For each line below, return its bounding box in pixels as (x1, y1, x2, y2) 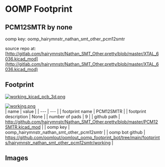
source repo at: (5, 46, 36, 51)
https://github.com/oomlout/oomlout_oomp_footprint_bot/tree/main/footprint (5, 134, 160, 140)
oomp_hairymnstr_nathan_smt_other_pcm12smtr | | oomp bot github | (5, 129, 146, 135)
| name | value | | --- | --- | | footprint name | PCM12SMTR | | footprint (5, 108, 146, 114)
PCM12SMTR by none (5, 23, 73, 31)
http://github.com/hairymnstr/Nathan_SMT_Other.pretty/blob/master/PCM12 (5, 119, 158, 125)
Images (5, 154, 28, 163)
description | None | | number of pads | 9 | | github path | (5, 113, 120, 119)
